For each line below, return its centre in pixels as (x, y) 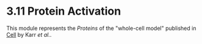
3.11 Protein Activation (64, 11)
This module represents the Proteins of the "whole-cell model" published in (101, 28)
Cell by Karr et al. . (29, 34)
